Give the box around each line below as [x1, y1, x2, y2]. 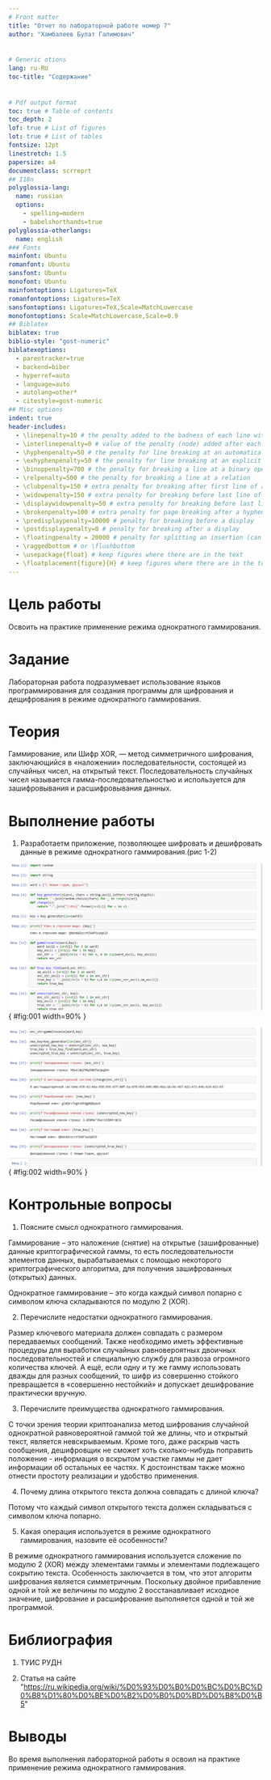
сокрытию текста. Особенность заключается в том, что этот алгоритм [8, 1568, 252, 1578]
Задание [8, 650, 70, 668]
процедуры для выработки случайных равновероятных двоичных [8, 1345, 236, 1354]
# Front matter [8, 13, 60, 21]
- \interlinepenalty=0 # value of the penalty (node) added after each [15, 439, 262, 448]
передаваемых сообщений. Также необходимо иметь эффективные [8, 1336, 244, 1346]
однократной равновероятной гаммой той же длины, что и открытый [8, 1428, 248, 1438]
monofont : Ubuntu [8, 278, 67, 286]
